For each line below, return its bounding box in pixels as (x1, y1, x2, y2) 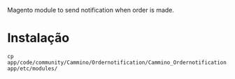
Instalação (7, 30, 70, 46)
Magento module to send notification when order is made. (7, 6, 175, 14)
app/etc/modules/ (7, 65, 58, 72)
